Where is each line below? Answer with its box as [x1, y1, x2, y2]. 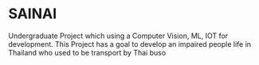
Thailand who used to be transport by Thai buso [8, 48, 167, 57]
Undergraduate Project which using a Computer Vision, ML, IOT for [8, 31, 229, 40]
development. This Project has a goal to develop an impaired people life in [8, 39, 252, 48]
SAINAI [8, 5, 57, 23]
